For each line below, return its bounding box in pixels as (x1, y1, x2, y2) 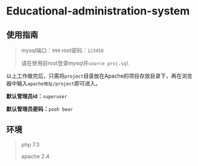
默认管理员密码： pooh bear (6, 105, 74, 112)
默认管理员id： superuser (6, 93, 68, 100)
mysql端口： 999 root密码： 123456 (21, 47, 104, 54)
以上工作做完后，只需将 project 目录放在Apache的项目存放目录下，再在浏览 (6, 72, 193, 79)
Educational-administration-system (6, 4, 190, 18)
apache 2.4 (21, 152, 50, 160)
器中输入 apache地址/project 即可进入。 (6, 80, 101, 87)
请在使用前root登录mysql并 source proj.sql (21, 60, 129, 67)
